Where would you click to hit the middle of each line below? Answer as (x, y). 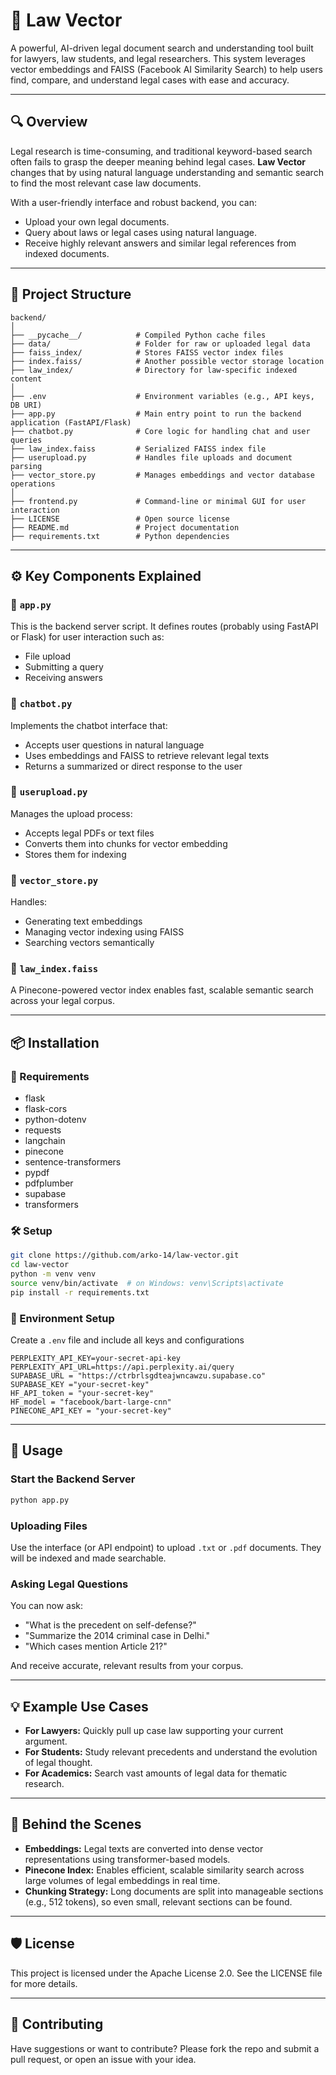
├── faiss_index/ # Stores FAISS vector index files (147, 352)
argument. (46, 1741)
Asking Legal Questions (69, 1584)
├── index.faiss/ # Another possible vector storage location (167, 361)
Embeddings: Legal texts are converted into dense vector (144, 1848)
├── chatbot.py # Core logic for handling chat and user (160, 431)
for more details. (44, 1983)
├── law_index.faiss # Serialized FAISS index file (138, 449)
